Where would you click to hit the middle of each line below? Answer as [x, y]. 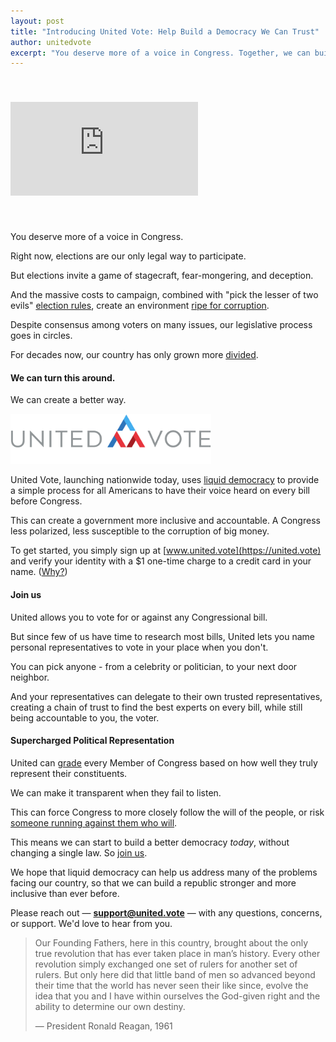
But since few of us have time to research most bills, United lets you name [162, 636]
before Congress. [46, 501]
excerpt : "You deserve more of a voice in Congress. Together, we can [160, 53]
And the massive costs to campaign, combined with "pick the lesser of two [164, 295]
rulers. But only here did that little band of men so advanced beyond [175, 974]
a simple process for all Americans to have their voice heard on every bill [160, 491]
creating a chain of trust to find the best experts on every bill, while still [156, 707]
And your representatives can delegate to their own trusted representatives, [166, 696]
